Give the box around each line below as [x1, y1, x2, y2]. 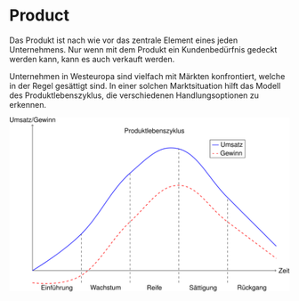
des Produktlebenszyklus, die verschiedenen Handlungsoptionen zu [9, 90, 260, 101]
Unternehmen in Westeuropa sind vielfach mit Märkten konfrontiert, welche [9, 70, 286, 81]
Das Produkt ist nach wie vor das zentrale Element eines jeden [9, 35, 238, 45]
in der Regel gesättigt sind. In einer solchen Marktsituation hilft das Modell [9, 80, 281, 91]
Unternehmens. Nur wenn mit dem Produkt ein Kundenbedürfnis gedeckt [9, 44, 278, 54]
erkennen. [9, 99, 47, 110]
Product [9, 5, 69, 26]
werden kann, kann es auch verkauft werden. [9, 53, 175, 64]
